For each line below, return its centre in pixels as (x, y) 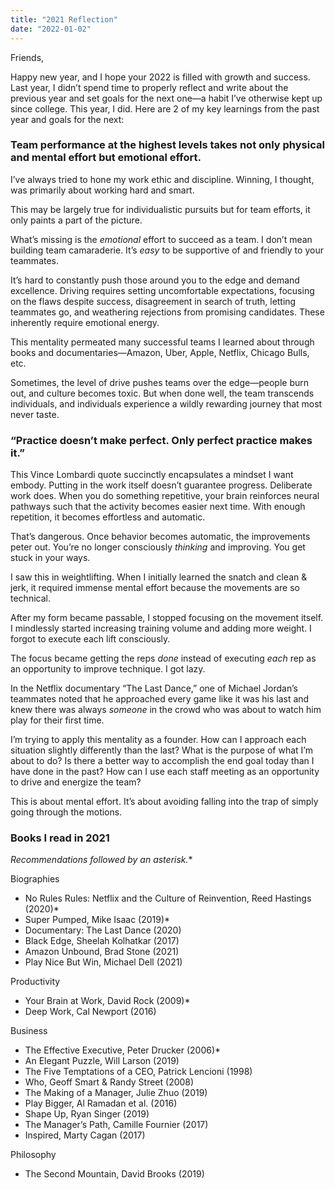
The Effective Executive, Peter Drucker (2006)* (123, 1050)
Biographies (35, 879)
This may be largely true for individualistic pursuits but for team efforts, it (160, 209)
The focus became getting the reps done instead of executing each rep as (163, 658)
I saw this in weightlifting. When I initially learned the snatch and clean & (159, 577)
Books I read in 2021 (60, 838)
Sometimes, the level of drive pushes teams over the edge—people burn (159, 382)
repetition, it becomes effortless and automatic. (108, 517)
